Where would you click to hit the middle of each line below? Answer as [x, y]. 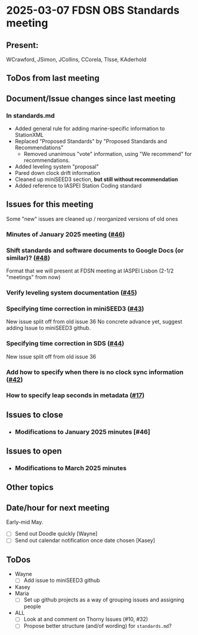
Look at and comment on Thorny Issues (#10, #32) [86, 619]
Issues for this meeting [50, 205]
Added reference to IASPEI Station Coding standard [78, 186]
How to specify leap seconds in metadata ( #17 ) [75, 395]
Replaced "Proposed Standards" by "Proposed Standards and [91, 142]
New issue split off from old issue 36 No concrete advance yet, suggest [94, 322]
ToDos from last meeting [53, 78]
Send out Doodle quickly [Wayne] [56, 534]
